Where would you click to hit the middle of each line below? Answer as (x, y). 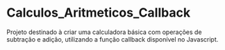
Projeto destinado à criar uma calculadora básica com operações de (104, 32)
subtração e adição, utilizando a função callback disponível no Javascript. (112, 39)
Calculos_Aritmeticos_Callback (99, 13)
